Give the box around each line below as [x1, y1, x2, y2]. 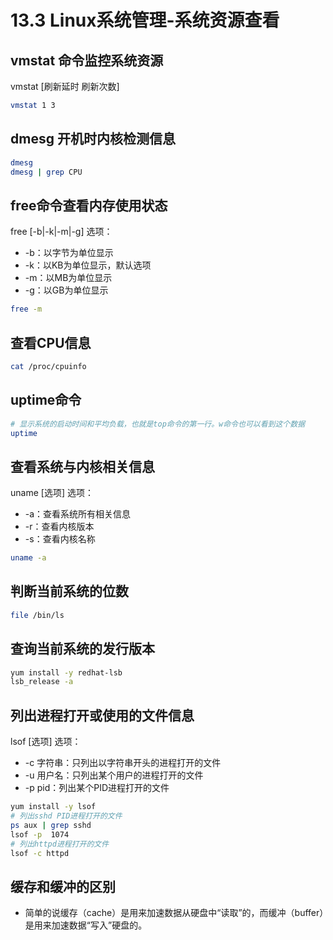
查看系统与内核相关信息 [10, 458, 155, 475]
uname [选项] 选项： [10, 487, 94, 499]
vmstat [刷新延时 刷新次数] [10, 81, 120, 92]
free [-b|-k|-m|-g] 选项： [10, 226, 113, 238]
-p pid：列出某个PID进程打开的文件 [24, 782, 170, 794]
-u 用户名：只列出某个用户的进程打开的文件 [24, 769, 204, 781]
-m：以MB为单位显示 [24, 272, 113, 284]
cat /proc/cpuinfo [10, 361, 87, 371]
